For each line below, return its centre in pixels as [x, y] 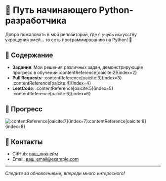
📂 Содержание [29, 55]
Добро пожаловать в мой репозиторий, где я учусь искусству [71, 34]
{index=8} [15, 126]
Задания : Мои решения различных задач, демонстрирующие [78, 67]
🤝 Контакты [24, 142]
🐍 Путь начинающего [51, 10]
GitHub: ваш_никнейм [35, 154]
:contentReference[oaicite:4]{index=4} [52, 83]
